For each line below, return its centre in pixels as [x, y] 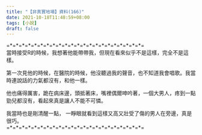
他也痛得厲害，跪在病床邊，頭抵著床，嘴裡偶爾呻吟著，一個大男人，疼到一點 [101, 93]
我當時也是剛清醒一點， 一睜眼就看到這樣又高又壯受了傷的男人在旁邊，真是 [99, 113]
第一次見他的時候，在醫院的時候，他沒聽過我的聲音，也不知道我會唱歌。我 [98, 73]
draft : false [23, 28]
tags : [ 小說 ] [22, 23]
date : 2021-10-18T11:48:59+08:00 [48, 17]
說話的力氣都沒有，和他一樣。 [54, 80]
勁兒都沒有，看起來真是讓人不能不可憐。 [56, 101]
